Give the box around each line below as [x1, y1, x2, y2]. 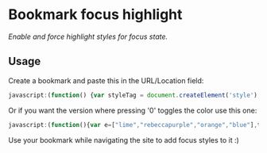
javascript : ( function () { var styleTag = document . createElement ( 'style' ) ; [8, 91, 261, 99]
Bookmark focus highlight [8, 6, 183, 24]
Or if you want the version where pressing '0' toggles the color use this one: [8, 105, 257, 115]
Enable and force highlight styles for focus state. [8, 32, 168, 41]
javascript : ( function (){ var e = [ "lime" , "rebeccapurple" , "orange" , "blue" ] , [8, 120, 258, 128]
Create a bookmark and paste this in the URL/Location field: [8, 75, 204, 85]
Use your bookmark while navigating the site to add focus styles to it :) [8, 135, 240, 144]
